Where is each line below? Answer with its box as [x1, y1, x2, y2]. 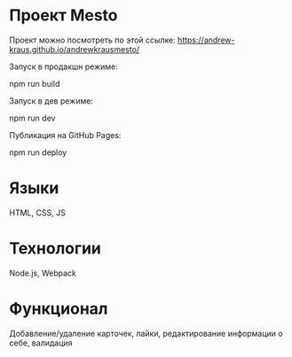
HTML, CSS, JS [9, 207, 67, 218]
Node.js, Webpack [9, 268, 77, 278]
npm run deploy [9, 147, 67, 158]
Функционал [9, 299, 108, 319]
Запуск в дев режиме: [9, 95, 93, 106]
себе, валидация [9, 338, 73, 348]
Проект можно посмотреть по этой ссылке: [9, 35, 176, 45]
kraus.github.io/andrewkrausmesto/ [9, 43, 140, 54]
